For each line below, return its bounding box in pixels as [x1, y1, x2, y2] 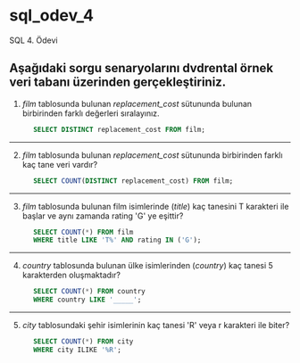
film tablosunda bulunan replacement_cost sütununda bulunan [21, 98, 253, 109]
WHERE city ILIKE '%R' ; [32, 345, 122, 354]
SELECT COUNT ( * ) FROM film [32, 227, 134, 236]
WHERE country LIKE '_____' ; [32, 295, 142, 304]
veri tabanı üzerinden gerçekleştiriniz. [9, 75, 227, 90]
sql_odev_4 [9, 5, 95, 26]
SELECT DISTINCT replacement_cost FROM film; [32, 125, 205, 134]
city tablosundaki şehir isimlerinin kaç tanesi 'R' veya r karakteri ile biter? [21, 320, 290, 330]
